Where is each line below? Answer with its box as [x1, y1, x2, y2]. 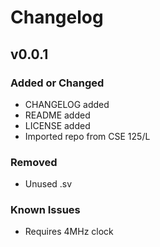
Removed [10, 155, 58, 169]
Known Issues [10, 203, 81, 217]
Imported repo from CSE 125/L [24, 130, 151, 142]
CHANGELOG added [24, 98, 110, 110]
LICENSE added [24, 119, 91, 131]
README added [24, 109, 91, 121]
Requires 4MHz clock [24, 226, 114, 238]
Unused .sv [24, 178, 73, 190]
